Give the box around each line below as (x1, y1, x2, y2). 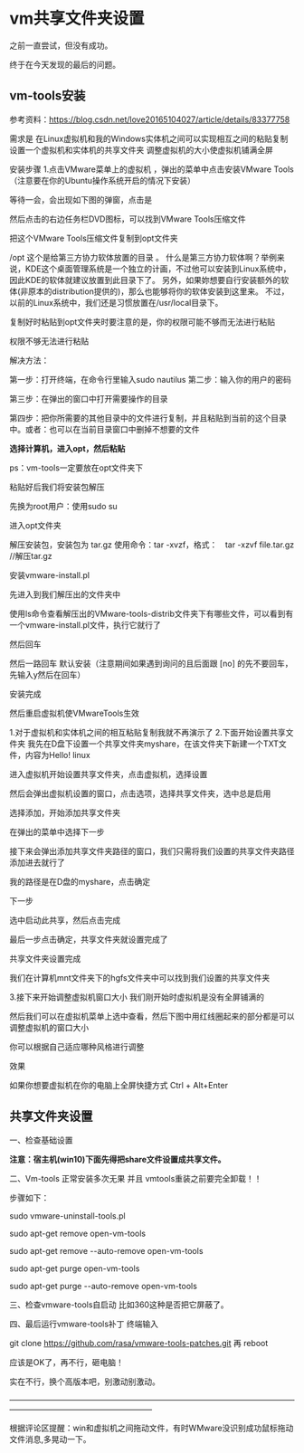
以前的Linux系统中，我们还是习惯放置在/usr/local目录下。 (9, 297, 223, 308)
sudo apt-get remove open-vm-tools (9, 1228, 147, 1239)
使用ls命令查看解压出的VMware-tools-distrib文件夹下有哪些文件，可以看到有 (9, 608, 294, 619)
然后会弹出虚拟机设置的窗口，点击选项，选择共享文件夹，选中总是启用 (9, 788, 271, 799)
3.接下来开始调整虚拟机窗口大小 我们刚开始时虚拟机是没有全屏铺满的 (9, 992, 265, 1002)
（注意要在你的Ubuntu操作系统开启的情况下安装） (9, 175, 196, 185)
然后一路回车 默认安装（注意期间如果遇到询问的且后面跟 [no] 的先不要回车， (9, 658, 293, 669)
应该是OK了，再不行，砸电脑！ (9, 1356, 125, 1367)
